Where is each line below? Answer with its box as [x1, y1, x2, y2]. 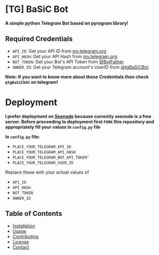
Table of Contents [5, 209, 63, 218]
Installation [12, 222, 36, 229]
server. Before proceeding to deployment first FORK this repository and [5, 118, 154, 124]
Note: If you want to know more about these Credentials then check [5, 74, 149, 80]
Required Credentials [5, 35, 73, 43]
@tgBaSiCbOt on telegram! [5, 79, 59, 85]
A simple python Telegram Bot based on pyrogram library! [5, 20, 129, 26]
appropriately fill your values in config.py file [5, 124, 101, 130]
